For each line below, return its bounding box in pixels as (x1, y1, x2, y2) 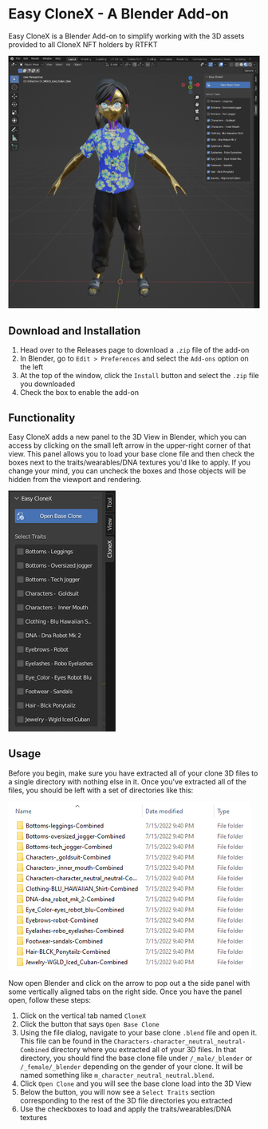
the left (19, 362, 44, 372)
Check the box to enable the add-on (19, 388, 140, 397)
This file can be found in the (19, 1036, 112, 1046)
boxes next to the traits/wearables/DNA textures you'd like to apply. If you (8, 457, 251, 468)
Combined (19, 1046, 49, 1054)
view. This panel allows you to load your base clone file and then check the (8, 449, 255, 459)
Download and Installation (8, 324, 141, 337)
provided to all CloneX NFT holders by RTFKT (8, 39, 158, 49)
